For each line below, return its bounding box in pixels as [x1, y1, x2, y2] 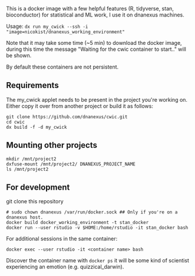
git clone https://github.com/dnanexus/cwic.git [6, 113, 128, 120]
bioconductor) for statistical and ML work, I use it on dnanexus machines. [6, 11, 184, 18]
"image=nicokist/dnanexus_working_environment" [6, 29, 125, 35]
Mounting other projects [6, 140, 98, 150]
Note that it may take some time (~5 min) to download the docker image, [6, 40, 182, 46]
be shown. [6, 52, 32, 59]
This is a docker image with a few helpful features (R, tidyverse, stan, [6, 5, 174, 12]
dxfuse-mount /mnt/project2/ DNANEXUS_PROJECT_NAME [6, 161, 135, 167]
